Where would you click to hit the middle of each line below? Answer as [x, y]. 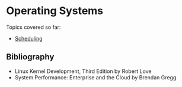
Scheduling [28, 38]
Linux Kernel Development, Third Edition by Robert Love [83, 71]
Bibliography [30, 57]
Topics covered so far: [33, 27]
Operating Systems [55, 11]
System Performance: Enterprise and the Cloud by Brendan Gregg [95, 77]
